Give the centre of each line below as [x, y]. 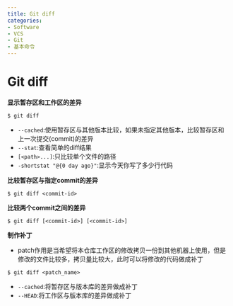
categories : [25, 21]
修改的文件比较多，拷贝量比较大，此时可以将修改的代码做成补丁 [110, 259]
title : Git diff [31, 14]
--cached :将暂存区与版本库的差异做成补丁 [78, 286]
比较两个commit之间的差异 [47, 208]
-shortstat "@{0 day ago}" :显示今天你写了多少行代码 [95, 165]
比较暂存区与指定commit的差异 [53, 180]
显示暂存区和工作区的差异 [44, 102]
